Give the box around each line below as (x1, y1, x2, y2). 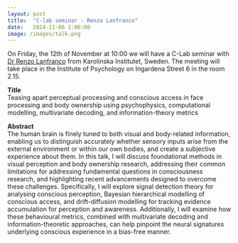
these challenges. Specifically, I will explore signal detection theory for (7, 182, 214, 191)
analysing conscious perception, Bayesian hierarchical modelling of (7, 190, 205, 198)
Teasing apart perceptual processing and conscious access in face (7, 94, 204, 102)
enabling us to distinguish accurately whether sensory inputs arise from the (7, 137, 229, 146)
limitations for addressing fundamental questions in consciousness (7, 167, 203, 176)
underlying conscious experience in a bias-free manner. (7, 227, 172, 236)
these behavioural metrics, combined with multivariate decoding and (7, 213, 208, 221)
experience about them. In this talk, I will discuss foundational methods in (7, 152, 222, 161)
